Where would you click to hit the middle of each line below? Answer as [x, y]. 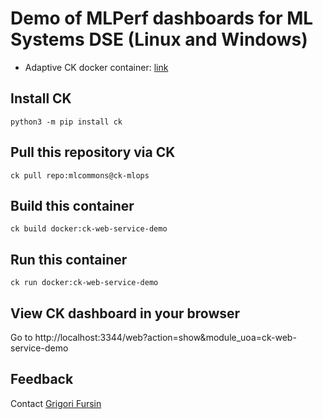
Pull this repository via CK [93, 152]
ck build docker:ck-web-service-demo [89, 229]
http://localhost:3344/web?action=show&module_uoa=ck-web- [165, 337]
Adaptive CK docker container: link [96, 67]
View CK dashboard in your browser [125, 313]
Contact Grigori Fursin [56, 403]
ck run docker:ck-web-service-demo [84, 283]
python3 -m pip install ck [66, 122]
